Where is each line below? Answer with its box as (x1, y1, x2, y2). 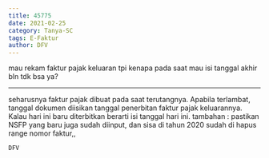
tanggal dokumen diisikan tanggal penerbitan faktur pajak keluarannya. (8, 103, 243, 113)
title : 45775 (8, 11, 52, 20)
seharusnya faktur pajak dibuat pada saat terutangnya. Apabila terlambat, (8, 95, 251, 105)
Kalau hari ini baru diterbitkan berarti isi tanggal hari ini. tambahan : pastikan (8, 112, 259, 121)
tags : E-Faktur (8, 34, 59, 42)
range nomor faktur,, (8, 128, 76, 138)
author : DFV (8, 41, 48, 49)
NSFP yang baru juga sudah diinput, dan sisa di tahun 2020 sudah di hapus (8, 120, 257, 130)
